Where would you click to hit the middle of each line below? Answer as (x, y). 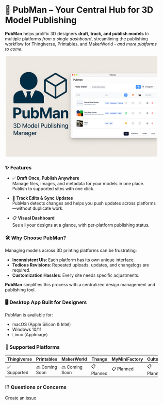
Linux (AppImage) (30, 334)
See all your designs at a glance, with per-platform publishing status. (81, 225)
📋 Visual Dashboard (33, 218)
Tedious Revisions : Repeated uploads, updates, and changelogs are (81, 265)
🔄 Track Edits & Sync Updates (42, 198)
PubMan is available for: (29, 315)
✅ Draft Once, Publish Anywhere (46, 178)
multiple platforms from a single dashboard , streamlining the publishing (76, 39)
